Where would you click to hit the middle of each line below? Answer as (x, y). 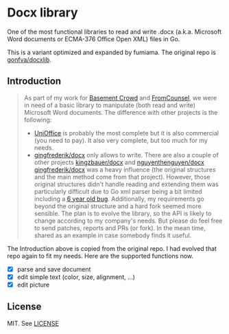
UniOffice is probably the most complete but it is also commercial (126, 133)
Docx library (43, 13)
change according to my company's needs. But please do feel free (128, 221)
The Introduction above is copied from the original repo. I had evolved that (112, 248)
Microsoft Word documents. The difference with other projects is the (121, 112)
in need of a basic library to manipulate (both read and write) (110, 105)
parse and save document (54, 269)
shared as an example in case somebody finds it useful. (113, 235)
